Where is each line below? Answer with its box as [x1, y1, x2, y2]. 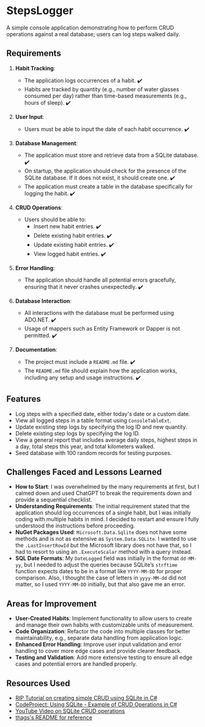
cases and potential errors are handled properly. [15, 660, 138, 668]
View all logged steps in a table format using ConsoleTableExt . [15, 416, 171, 424]
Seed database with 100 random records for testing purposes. [15, 449, 173, 456]
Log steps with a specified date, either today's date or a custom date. [15, 410, 191, 417]
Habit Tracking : [15, 64, 56, 72]
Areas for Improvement [6, 598, 97, 609]
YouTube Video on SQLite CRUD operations [15, 707, 125, 714]
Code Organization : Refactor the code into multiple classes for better [15, 628, 191, 635]
